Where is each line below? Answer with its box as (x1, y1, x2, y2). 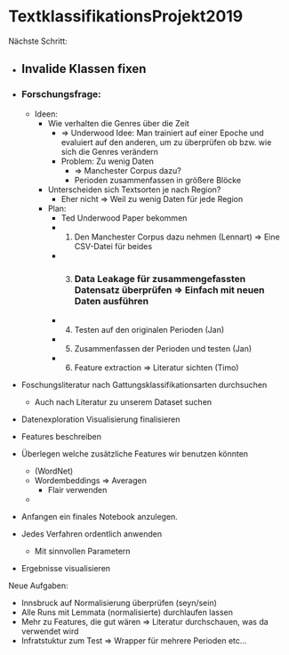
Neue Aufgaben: (8, 580, 68, 591)
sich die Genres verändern (60, 146, 159, 157)
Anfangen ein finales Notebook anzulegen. (20, 511, 179, 522)
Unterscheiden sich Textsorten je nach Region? (47, 184, 221, 195)
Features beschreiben (20, 431, 102, 441)
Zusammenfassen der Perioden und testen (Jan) (74, 343, 253, 353)
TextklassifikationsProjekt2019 (8, 6, 244, 27)
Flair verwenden (47, 484, 108, 495)
